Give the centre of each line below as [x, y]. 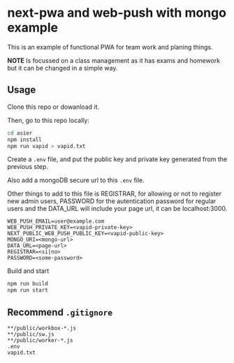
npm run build [28, 284]
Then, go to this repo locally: [48, 120]
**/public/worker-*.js [40, 340]
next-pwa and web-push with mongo [117, 13]
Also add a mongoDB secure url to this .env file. [76, 180]
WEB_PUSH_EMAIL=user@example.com [56, 221]
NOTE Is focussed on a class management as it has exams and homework [114, 60]
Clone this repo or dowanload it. [53, 107]
